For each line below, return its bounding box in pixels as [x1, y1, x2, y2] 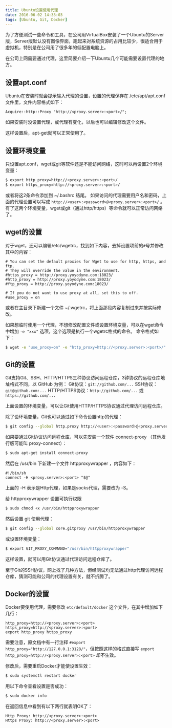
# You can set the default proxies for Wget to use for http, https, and [5, 259, 166, 264]
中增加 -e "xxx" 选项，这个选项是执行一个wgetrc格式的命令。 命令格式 [5, 328, 155, 334]
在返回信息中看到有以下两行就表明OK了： [5, 703, 93, 710]
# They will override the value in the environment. [5, 268, 120, 273]
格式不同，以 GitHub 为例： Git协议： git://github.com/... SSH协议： [9, 381, 158, 387]
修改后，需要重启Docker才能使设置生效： [5, 663, 93, 669]
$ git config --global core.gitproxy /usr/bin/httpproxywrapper [5, 526, 145, 531]
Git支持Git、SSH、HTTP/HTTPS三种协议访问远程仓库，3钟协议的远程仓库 [5, 375, 161, 381]
